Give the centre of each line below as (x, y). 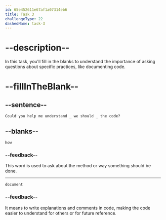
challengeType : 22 (24, 19)
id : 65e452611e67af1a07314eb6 (36, 10)
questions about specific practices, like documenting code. (65, 67)
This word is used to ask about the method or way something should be (78, 166)
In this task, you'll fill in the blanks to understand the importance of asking (80, 62)
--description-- (38, 48)
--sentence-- (26, 105)
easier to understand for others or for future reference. (61, 213)
